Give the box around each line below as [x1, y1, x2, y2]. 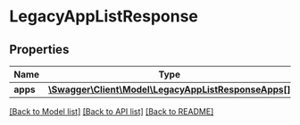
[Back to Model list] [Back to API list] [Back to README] [9, 106, 214, 117]
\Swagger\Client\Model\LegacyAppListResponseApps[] [47, 83, 291, 96]
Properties [9, 42, 70, 57]
